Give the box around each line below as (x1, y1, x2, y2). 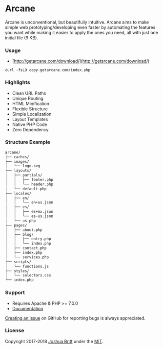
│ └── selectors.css (5, 273, 51, 278)
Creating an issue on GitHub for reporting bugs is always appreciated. (5, 315, 145, 321)
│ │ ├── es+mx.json (5, 209, 54, 214)
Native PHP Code (12, 121, 47, 127)
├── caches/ (5, 154, 29, 159)
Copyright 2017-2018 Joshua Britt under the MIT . (5, 338, 103, 344)
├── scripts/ (5, 259, 32, 264)
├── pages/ (5, 223, 27, 228)
